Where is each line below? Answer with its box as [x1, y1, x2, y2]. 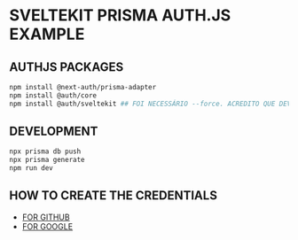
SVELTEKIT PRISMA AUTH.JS [9, 5, 231, 26]
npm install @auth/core [9, 90, 98, 100]
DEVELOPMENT [9, 124, 98, 139]
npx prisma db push [9, 147, 82, 156]
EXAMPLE [9, 24, 85, 44]
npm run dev [9, 164, 53, 173]
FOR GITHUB [21, 212, 70, 222]
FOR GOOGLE [21, 221, 74, 231]
